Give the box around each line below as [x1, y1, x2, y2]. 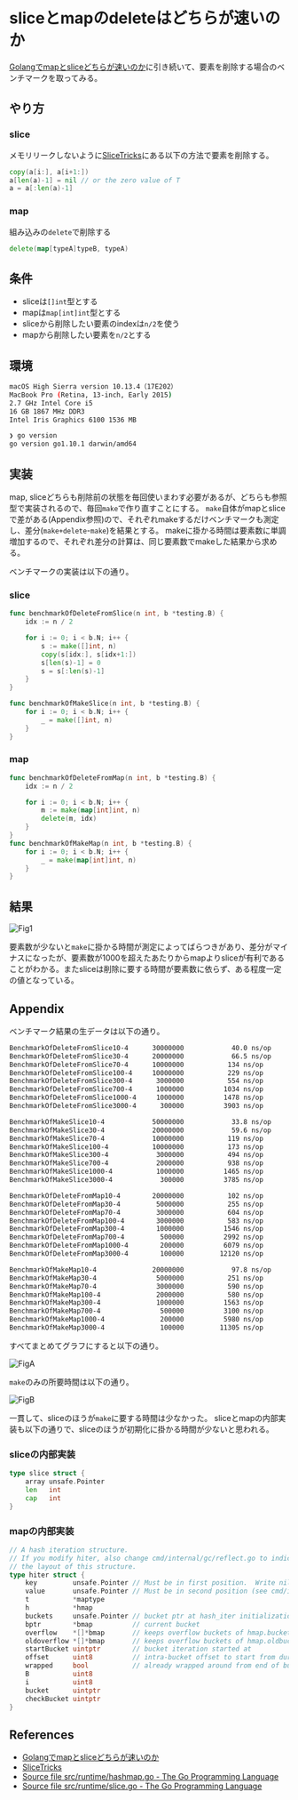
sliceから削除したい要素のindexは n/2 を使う [21, 318, 180, 329]
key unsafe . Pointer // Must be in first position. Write [25, 1579, 276, 1587]
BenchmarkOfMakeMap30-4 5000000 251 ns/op [9, 1274, 264, 1282]
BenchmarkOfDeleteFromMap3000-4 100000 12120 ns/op [9, 1250, 264, 1258]
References [9, 1727, 74, 1742]
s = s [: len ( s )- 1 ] [41, 666, 105, 676]
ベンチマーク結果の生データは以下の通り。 [9, 1025, 165, 1036]
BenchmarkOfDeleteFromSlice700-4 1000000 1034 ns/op [9, 1085, 264, 1094]
